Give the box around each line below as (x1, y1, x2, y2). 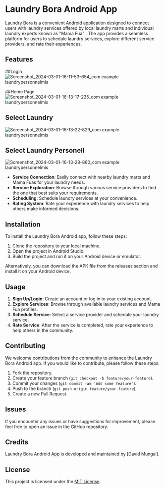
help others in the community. (12, 327, 73, 333)
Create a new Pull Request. (12, 390, 68, 397)
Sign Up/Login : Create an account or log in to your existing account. (12, 296, 152, 302)
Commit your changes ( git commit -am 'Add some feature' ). (12, 380, 137, 386)
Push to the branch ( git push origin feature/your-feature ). (12, 385, 137, 391)
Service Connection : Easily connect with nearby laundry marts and (12, 174, 150, 180)
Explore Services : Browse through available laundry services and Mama (12, 301, 161, 307)
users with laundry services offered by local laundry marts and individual (5, 25, 154, 31)
